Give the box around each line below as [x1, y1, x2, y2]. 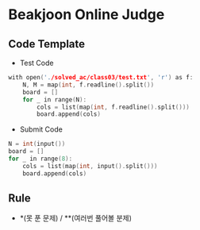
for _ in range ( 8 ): [8, 155, 73, 163]
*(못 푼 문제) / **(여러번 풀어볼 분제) [19, 213, 133, 223]
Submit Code [19, 125, 63, 134]
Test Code [19, 58, 54, 67]
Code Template [8, 37, 86, 51]
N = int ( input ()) [8, 140, 66, 148]
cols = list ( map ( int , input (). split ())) [22, 162, 158, 170]
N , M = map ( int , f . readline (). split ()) [22, 81, 155, 89]
